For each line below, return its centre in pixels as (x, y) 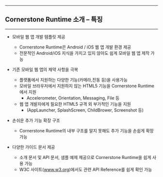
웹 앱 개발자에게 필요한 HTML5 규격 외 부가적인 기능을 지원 (75, 104)
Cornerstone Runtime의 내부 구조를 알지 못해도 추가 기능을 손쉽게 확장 (86, 130)
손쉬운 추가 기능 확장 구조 (36, 120)
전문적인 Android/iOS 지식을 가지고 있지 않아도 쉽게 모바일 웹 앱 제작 (84, 53)
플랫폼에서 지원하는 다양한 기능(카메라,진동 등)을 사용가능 (73, 80)
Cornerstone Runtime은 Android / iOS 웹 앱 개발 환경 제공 (75, 47)
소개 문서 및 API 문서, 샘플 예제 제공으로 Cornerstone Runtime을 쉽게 (85, 157)
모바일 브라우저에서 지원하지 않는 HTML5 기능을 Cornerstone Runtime (87, 86)
